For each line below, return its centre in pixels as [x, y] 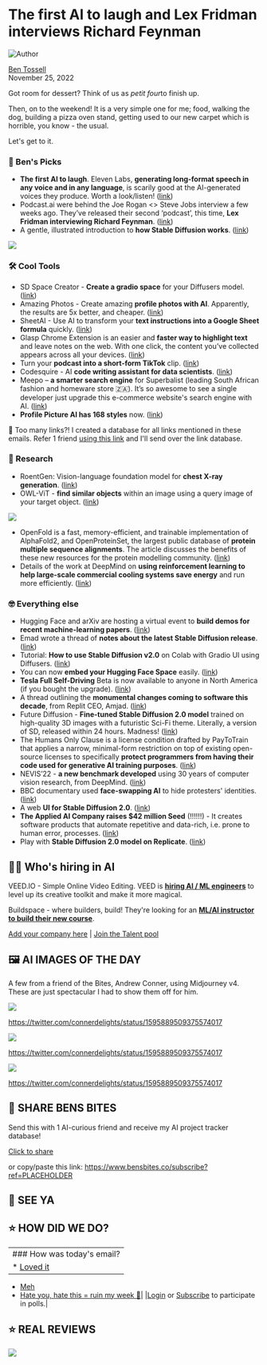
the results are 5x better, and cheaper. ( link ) [92, 312]
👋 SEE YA [31, 1200]
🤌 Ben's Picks [35, 161]
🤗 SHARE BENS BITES [63, 1108]
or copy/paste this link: [46, 1166]
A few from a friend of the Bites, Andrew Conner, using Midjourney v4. [124, 983]
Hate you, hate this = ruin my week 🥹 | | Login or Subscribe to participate [137, 1295]
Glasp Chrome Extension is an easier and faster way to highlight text [134, 338]
